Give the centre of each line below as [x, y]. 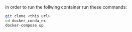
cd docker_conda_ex [26, 21]
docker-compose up [24, 25]
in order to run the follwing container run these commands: [66, 7]
